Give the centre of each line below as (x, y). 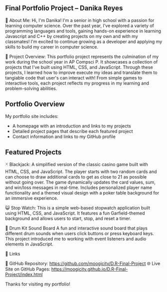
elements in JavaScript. (29, 244)
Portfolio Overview (35, 104)
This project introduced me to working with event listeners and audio (76, 239)
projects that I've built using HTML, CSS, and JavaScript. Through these (79, 67)
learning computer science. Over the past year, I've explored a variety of (80, 25)
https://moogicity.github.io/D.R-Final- (90, 269)
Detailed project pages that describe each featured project (73, 131)
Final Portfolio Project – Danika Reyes (64, 8)
